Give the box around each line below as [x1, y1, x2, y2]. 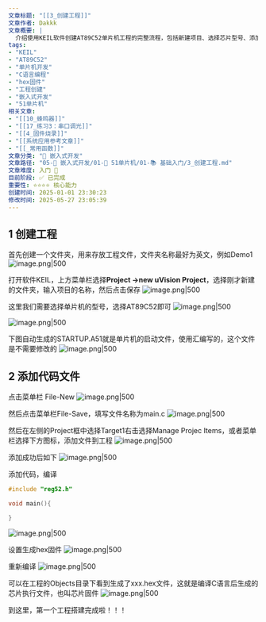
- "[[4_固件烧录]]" [8, 129, 68, 137]
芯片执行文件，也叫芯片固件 [8, 588, 99, 597]
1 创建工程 [8, 227, 58, 240]
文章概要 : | [8, 26, 44, 34]
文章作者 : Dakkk [8, 19, 57, 27]
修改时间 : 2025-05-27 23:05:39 [8, 196, 107, 204]
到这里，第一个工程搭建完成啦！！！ [8, 605, 127, 615]
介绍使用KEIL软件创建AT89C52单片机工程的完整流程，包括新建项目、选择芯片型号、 [15, 33, 250, 42]
